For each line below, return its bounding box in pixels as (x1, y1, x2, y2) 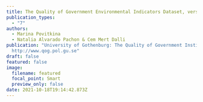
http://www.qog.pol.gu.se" (11, 48, 80, 54)
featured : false (6, 59, 47, 65)
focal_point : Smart (11, 76, 61, 82)
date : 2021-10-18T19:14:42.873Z (6, 87, 88, 93)
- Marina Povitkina (11, 31, 61, 37)
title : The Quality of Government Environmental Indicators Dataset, (6, 8, 185, 15)
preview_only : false (11, 82, 63, 88)
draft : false (6, 53, 39, 59)
